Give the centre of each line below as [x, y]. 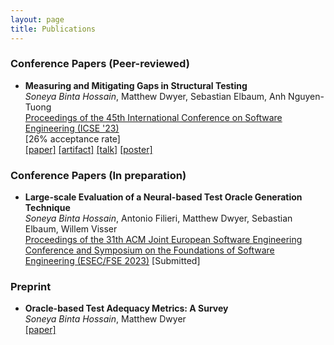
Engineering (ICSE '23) [72, 128]
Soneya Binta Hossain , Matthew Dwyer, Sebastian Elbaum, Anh [155, 96]
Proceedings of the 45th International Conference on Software [153, 117]
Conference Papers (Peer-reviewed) [100, 64]
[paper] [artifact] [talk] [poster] [88, 149]
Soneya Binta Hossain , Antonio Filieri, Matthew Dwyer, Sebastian [158, 218]
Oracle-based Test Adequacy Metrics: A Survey [126, 308]
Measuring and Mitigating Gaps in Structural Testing [136, 85]
